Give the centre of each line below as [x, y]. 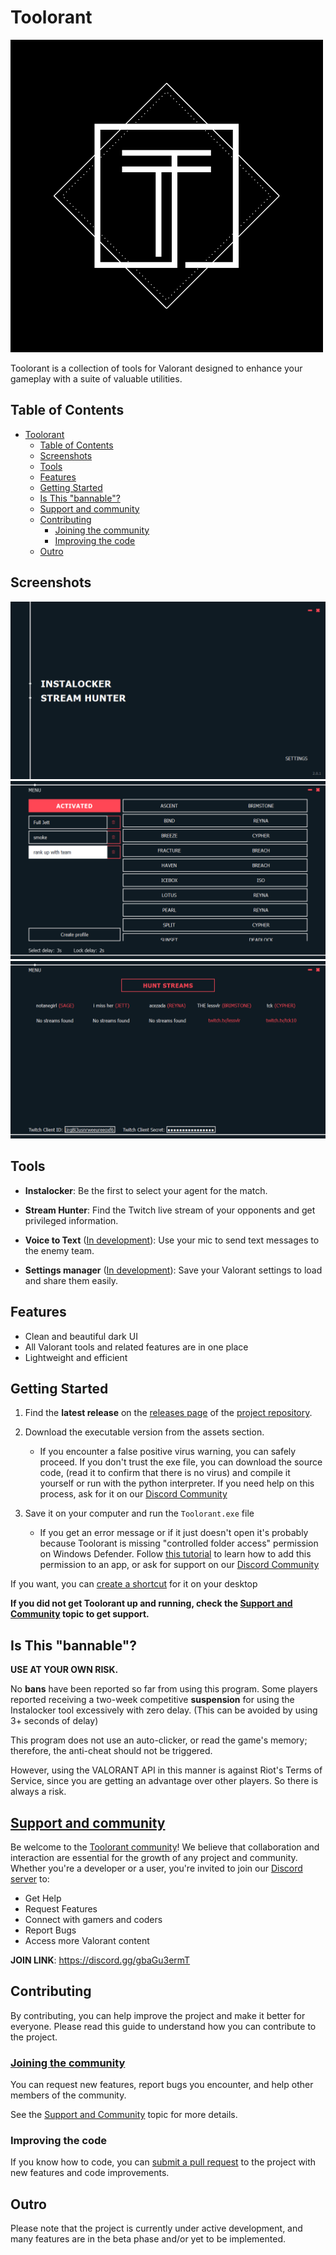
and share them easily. [71, 1280]
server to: [30, 1879]
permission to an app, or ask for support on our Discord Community [179, 1565]
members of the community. [68, 2095]
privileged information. [71, 1220]
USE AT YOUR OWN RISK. [64, 1670]
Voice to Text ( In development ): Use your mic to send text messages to [172, 1240]
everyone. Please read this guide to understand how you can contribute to [163, 2026]
